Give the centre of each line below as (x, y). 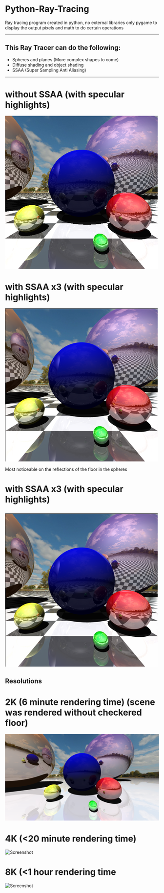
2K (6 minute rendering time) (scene (80, 702)
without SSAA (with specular (65, 94)
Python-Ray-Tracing (47, 9)
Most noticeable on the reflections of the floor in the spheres (66, 469)
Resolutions (24, 681)
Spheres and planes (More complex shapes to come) (65, 59)
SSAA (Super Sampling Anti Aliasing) (49, 70)
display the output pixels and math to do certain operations (64, 27)
